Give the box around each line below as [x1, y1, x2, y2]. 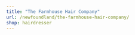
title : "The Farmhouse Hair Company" [6, 8, 100, 15]
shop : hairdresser [6, 20, 52, 26]
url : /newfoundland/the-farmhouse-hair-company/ [6, 14, 130, 20]
